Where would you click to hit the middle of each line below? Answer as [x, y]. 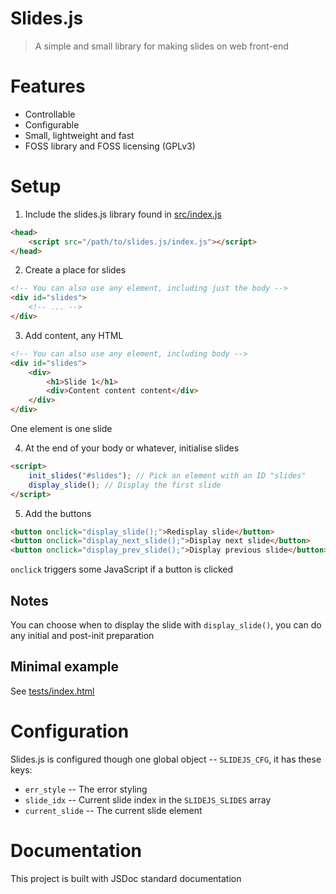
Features [48, 86]
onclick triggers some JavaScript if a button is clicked [122, 569]
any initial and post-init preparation [82, 635]
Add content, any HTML [74, 335]
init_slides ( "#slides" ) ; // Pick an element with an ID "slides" [167, 475]
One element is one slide [61, 429]
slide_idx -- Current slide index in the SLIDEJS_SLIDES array [148, 799]
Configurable [52, 124]
